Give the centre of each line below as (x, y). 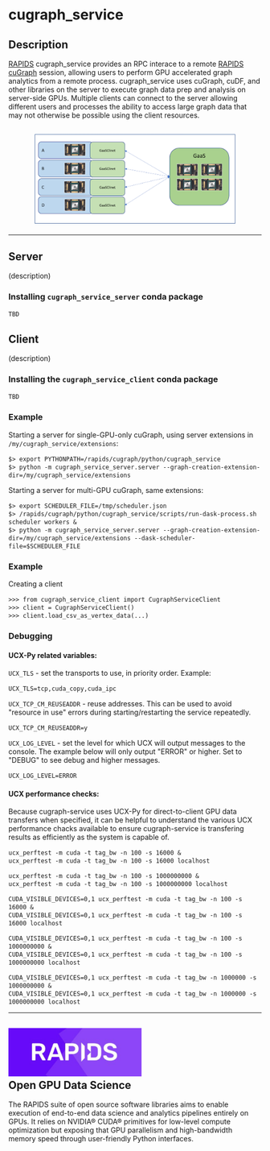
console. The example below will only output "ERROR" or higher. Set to (125, 751)
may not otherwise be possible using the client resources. (104, 115)
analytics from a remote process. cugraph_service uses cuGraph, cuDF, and (134, 81)
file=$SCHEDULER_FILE (45, 546)
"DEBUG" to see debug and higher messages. (84, 760)
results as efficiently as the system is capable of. (89, 837)
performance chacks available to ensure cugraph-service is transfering (126, 829)
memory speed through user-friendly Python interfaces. (101, 1138)
